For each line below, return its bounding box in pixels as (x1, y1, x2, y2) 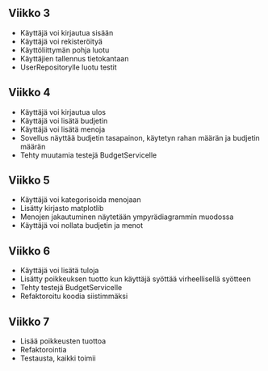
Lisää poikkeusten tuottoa (19, 336, 107, 346)
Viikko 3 (8, 6, 51, 20)
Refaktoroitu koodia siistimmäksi (19, 291, 128, 301)
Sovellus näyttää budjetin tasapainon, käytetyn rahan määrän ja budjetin (19, 133, 260, 142)
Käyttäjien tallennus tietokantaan (19, 53, 129, 63)
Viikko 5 (8, 174, 50, 188)
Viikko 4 (8, 86, 51, 99)
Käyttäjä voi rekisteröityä (19, 36, 103, 46)
